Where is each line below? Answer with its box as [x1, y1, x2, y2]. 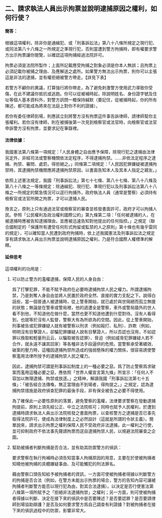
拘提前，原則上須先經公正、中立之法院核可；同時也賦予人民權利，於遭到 [12, 404, 156, 409]
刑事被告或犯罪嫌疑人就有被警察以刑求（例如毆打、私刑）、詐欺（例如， [12, 323, 154, 329]
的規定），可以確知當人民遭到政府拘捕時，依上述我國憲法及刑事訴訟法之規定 [5, 230, 155, 236]
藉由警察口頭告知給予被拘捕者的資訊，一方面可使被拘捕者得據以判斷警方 [12, 471, 156, 477]
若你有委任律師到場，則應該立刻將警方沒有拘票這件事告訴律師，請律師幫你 [5, 113, 153, 119]
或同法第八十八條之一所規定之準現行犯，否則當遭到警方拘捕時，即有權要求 [5, 46, 153, 52]
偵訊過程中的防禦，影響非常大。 [25, 508, 88, 513]
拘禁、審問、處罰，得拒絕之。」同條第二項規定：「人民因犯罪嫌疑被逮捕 [13, 161, 153, 167]
